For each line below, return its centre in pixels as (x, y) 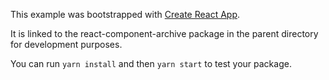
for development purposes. (66, 44)
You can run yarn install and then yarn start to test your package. (151, 63)
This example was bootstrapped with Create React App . (125, 14)
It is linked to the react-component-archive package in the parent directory (164, 33)
